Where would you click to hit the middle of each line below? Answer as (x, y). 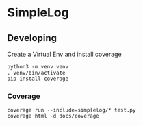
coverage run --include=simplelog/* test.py (71, 110)
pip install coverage (38, 79)
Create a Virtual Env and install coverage (64, 54)
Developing (32, 38)
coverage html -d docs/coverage (53, 116)
